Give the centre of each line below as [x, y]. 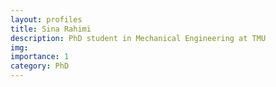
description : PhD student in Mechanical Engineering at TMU [138, 38]
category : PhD [40, 66]
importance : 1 [40, 57]
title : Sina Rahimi [51, 29]
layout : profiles [46, 19]
